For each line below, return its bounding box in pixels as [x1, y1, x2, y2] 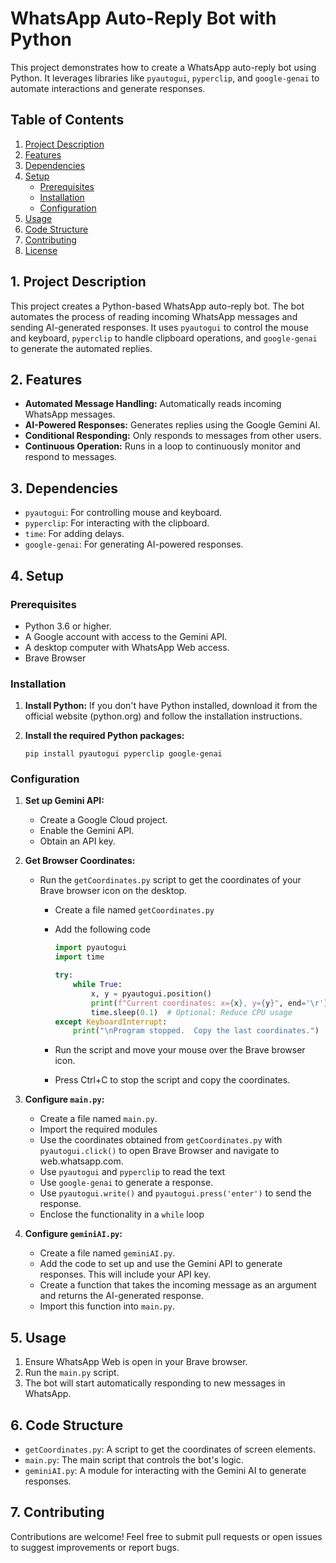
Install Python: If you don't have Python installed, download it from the [24, 700, 318, 712]
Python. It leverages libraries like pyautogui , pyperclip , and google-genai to [10, 72, 320, 84]
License [24, 244, 58, 256]
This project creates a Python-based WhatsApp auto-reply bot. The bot [10, 300, 305, 312]
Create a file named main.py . [39, 1113, 158, 1125]
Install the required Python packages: [24, 730, 185, 742]
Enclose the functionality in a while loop [39, 1208, 205, 1221]
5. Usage [10, 1329, 67, 1346]
